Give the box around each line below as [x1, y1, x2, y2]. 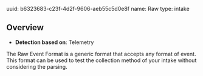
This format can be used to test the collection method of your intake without [6, 57, 197, 64]
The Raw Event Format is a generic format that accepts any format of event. [6, 50, 196, 57]
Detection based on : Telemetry [15, 39, 94, 46]
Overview [6, 22, 44, 33]
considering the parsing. [6, 63, 68, 70]
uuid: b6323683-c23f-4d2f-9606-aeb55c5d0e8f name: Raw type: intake [6, 5, 190, 12]
